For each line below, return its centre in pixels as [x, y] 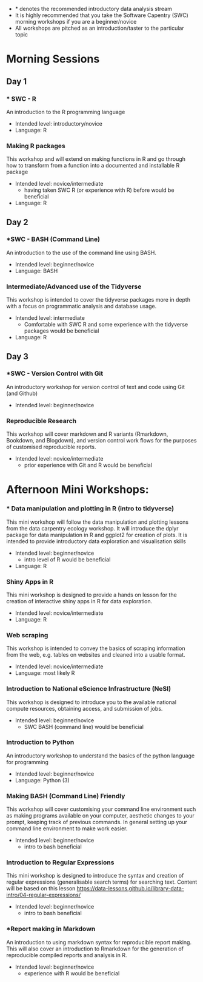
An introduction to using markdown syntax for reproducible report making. [99, 942]
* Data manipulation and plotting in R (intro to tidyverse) [90, 509]
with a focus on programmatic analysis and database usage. [82, 306]
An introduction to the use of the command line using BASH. [81, 252]
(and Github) [22, 393]
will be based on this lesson [41, 889]
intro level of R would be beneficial [67, 559]
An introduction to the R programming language [66, 112]
